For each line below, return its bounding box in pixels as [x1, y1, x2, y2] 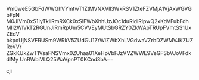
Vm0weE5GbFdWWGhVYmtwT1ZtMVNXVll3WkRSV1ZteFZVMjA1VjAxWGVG [6, 5, 192, 12]
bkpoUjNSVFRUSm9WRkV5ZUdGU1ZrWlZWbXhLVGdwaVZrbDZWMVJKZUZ [6, 37, 194, 44]
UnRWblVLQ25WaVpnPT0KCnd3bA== [20, 56, 114, 63]
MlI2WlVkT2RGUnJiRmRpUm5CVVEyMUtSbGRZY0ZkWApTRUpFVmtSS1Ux [6, 24, 192, 31]
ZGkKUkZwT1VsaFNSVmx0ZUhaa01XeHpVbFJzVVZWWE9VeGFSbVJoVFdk [6, 50, 192, 56]
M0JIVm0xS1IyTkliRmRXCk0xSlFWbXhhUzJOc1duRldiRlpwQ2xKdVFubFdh [6, 18, 189, 24]
